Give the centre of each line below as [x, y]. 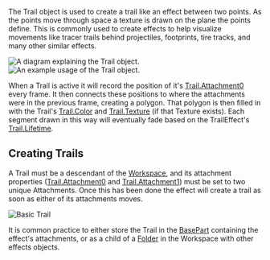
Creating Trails [46, 153]
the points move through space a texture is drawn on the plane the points [130, 20]
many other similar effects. [53, 46]
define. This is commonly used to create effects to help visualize [115, 29]
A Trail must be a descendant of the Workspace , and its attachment [120, 173]
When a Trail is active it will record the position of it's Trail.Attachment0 [126, 85]
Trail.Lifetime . [31, 128]
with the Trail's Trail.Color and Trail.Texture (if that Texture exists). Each [127, 111]
